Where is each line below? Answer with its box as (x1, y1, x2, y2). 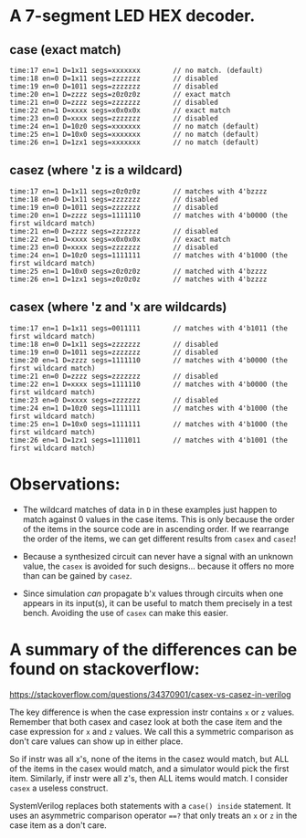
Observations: (9, 474, 121, 494)
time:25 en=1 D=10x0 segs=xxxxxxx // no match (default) (9, 130, 259, 139)
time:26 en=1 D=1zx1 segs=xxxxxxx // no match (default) (9, 138, 259, 147)
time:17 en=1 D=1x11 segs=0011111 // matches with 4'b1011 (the (9, 323, 288, 333)
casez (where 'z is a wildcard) (9, 162, 183, 178)
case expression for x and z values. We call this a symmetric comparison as (9, 726, 294, 737)
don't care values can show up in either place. (9, 736, 184, 747)
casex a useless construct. (9, 782, 109, 793)
